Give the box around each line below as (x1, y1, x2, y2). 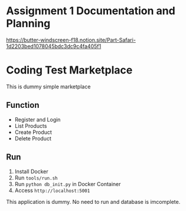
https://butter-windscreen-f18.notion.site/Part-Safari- (6, 36, 136, 43)
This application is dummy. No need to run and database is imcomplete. (6, 198, 181, 205)
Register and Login (14, 116, 61, 123)
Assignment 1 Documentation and (6, 4, 175, 18)
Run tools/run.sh (14, 174, 58, 181)
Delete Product (14, 135, 51, 142)
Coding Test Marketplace (6, 63, 133, 77)
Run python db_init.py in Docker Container (14, 180, 121, 187)
